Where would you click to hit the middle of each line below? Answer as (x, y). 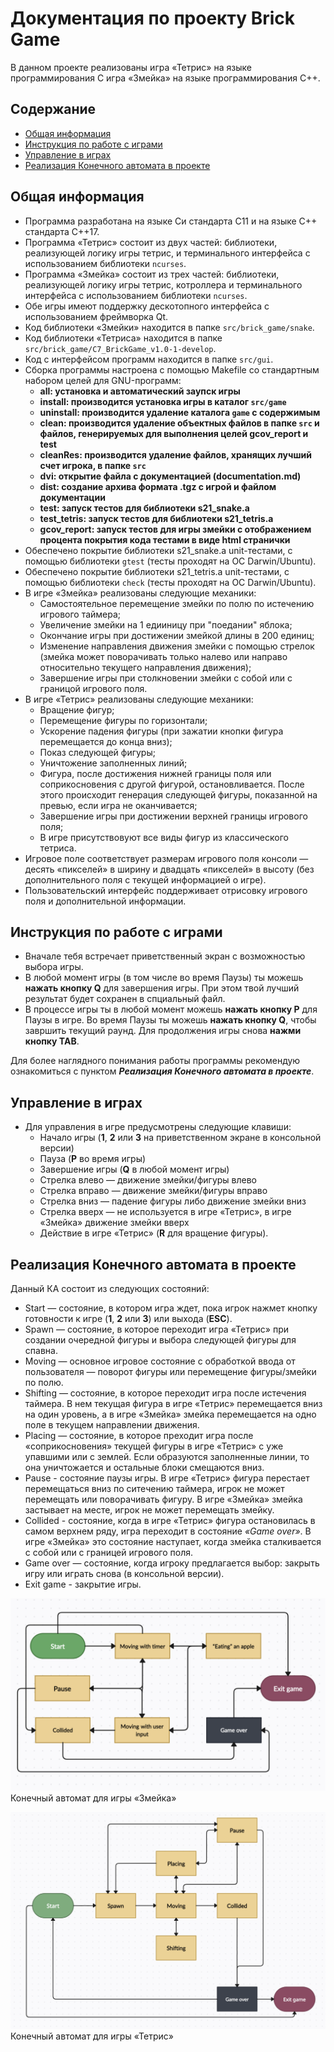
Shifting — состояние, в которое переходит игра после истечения (165, 1393)
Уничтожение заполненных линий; (113, 763)
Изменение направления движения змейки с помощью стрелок (177, 646)
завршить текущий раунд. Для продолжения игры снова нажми (163, 1031)
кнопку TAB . (52, 1041)
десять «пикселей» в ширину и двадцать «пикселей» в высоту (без (169, 869)
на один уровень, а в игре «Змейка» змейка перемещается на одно (170, 1414)
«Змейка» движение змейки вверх (114, 1223)
